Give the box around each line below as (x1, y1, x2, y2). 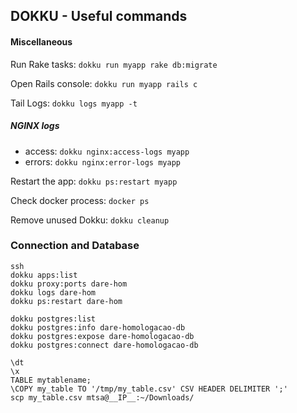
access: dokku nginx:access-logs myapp (24, 145, 190, 157)
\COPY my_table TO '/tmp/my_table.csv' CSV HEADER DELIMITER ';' (10, 384, 288, 394)
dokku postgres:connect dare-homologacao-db (10, 340, 199, 350)
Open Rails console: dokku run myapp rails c (10, 77, 198, 89)
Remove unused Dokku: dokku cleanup (10, 214, 170, 226)
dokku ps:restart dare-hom (10, 296, 123, 306)
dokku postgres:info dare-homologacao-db (10, 322, 186, 333)
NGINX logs (10, 120, 60, 132)
